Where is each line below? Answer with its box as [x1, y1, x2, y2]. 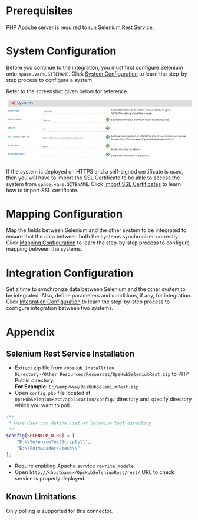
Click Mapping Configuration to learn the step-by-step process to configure [6, 239, 190, 246]
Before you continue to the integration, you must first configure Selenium [6, 64, 183, 71]
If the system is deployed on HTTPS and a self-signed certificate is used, [6, 168, 184, 175]
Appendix [6, 325, 55, 339]
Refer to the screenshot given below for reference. [6, 87, 129, 95]
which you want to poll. [14, 402, 72, 409]
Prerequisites [6, 4, 74, 18]
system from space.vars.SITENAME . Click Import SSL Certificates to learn [6, 180, 181, 187]
